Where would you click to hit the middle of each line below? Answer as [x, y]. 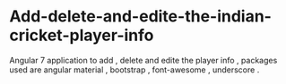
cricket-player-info [82, 35]
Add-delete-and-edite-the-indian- [140, 17]
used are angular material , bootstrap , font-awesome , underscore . [134, 70]
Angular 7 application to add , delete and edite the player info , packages [143, 60]
